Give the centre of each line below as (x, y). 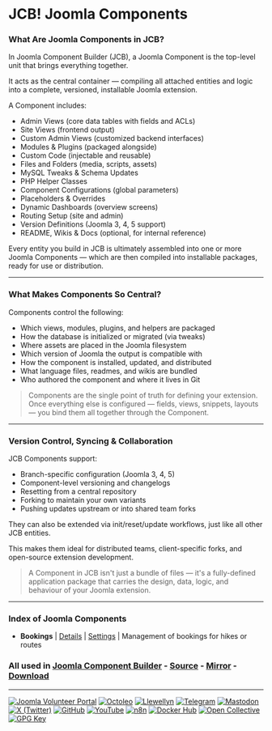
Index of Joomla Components (68, 618)
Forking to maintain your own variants (83, 500)
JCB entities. (30, 533)
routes (31, 645)
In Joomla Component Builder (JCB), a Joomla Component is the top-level (132, 57)
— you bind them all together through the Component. (118, 412)
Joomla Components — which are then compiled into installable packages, (133, 257)
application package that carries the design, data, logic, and (128, 582)
